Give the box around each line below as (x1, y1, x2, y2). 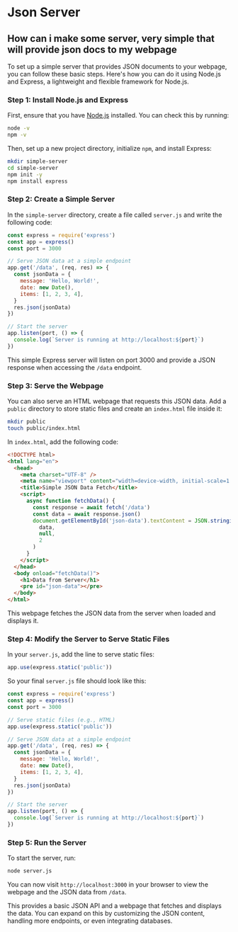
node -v (7, 125, 30, 132)
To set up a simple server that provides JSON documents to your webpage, (7, 62, 227, 71)
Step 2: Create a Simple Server (7, 194, 115, 204)
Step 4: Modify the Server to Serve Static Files (7, 634, 170, 644)
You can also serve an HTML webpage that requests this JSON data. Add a (7, 397, 227, 406)
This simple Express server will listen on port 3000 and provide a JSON (7, 356, 216, 364)
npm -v (7, 132, 27, 139)
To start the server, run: (7, 854, 76, 863)
